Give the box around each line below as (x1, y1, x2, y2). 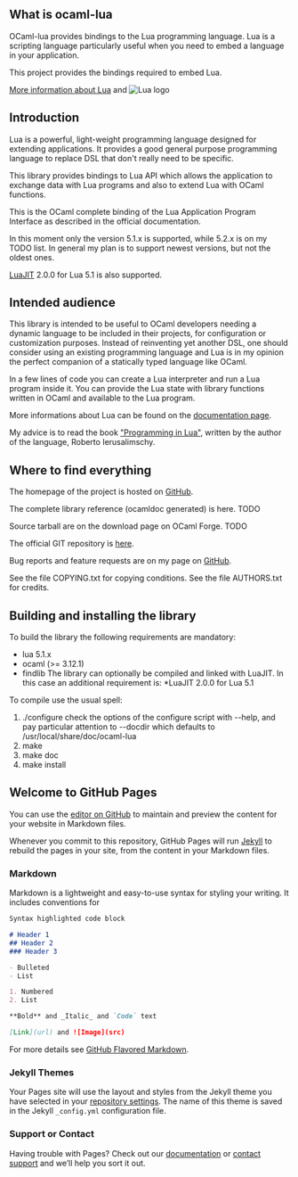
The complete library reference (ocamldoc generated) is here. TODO (9, 504, 261, 514)
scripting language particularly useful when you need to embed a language (9, 40, 285, 51)
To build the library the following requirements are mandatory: (9, 632, 237, 643)
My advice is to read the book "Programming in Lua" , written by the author (9, 427, 282, 438)
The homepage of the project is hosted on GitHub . (9, 486, 194, 498)
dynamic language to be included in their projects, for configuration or (9, 328, 267, 339)
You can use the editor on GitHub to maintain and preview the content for (9, 809, 278, 819)
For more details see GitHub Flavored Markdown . (9, 1043, 189, 1055)
